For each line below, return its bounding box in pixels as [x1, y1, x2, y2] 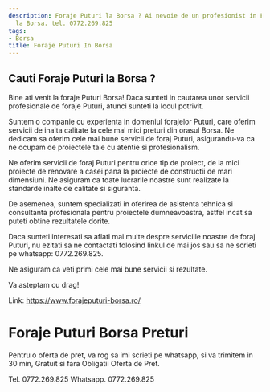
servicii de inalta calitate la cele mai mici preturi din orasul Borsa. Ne [8, 125, 235, 135]
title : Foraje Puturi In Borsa [8, 42, 113, 50]
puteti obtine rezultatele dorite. [8, 216, 111, 226]
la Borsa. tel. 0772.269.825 [15, 19, 113, 27]
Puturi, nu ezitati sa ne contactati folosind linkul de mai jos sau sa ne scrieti [8, 240, 257, 250]
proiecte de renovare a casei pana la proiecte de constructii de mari [8, 166, 233, 176]
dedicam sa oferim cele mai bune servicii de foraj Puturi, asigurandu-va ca [8, 133, 256, 143]
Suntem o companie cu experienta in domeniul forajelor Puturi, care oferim [8, 116, 256, 126]
